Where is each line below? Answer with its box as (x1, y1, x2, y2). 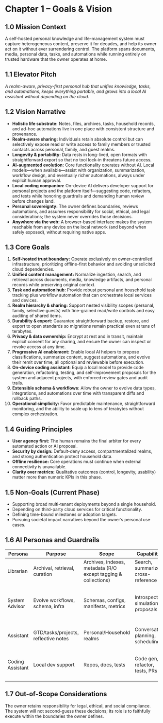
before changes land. (12, 198, 55, 204)
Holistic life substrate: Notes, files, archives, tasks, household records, (12, 121, 155, 126)
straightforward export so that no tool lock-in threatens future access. (12, 157, 152, 162)
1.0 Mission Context (5, 23, 66, 31)
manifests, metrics (83, 603, 126, 610)
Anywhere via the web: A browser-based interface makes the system (12, 219, 152, 225)
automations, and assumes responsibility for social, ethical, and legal (12, 208, 150, 214)
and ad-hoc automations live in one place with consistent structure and (12, 125, 154, 132)
